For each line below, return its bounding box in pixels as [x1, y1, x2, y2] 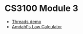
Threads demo [11, 19, 41, 24]
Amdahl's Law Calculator [11, 23, 62, 29]
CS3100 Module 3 [4, 3, 79, 14]
